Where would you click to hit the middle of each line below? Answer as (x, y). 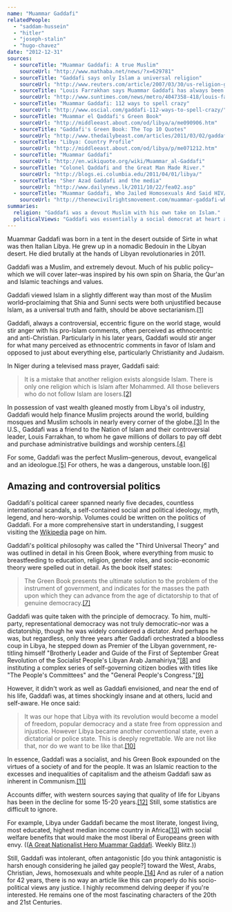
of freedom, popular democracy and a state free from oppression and (123, 724)
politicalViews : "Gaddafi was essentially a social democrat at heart (117, 219)
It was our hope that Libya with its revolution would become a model (121, 716)
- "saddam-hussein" (41, 26)
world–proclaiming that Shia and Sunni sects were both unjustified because (114, 302)
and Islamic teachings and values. (55, 281)
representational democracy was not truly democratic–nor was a (117, 624)
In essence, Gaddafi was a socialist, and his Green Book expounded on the (114, 759)
